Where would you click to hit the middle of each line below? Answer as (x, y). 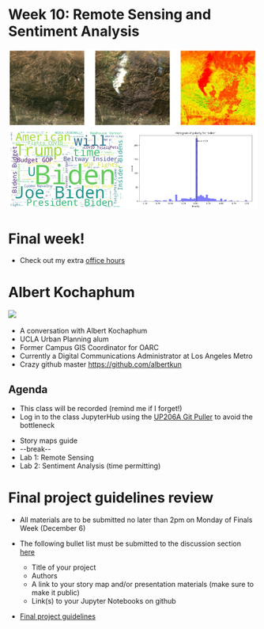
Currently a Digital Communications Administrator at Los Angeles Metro (136, 356)
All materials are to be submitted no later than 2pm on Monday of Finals (136, 520)
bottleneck (37, 425)
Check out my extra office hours (72, 261)
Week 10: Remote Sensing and (110, 15)
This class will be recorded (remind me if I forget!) (101, 409)
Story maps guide (48, 440)
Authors (44, 575)
